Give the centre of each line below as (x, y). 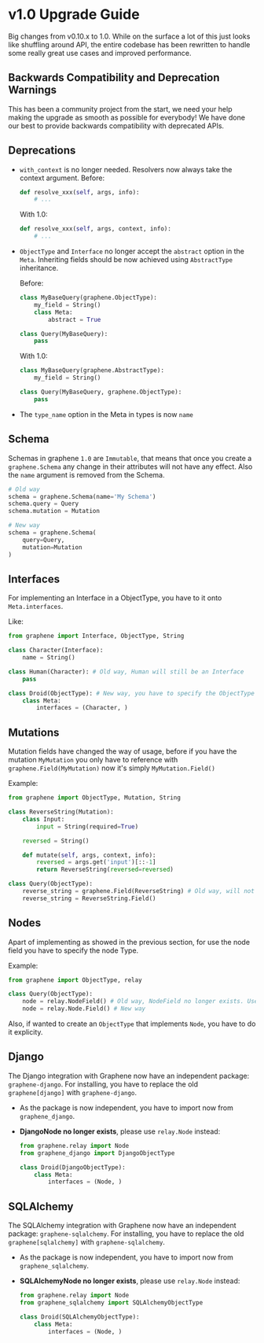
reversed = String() (56, 841)
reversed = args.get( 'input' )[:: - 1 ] (96, 862)
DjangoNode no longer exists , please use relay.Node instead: (120, 1131)
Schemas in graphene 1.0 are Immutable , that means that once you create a (130, 458)
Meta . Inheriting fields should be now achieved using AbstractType (126, 260)
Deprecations (42, 151)
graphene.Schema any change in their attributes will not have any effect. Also (130, 467)
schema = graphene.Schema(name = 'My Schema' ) (82, 496)
